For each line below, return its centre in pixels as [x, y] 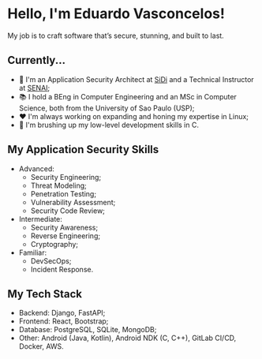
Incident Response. [62, 269]
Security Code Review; [68, 211]
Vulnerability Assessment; [73, 202]
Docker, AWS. [41, 346]
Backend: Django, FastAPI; [62, 313]
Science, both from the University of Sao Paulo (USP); [107, 108]
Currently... [37, 60]
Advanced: [36, 168]
